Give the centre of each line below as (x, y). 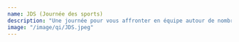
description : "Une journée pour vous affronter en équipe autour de (111, 21)
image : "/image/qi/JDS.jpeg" (51, 27)
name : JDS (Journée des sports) (55, 14)
